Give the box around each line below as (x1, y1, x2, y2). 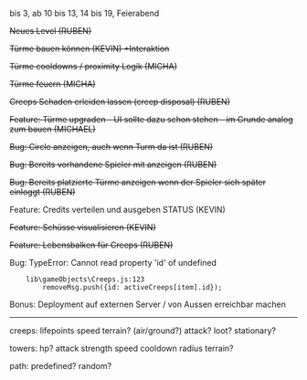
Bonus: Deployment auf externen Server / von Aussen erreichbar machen (9, 299, 286, 310)
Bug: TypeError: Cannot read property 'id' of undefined (9, 258, 217, 268)
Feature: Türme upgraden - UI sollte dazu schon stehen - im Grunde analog (9, 114, 294, 124)
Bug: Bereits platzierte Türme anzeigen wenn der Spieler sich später (9, 177, 267, 187)
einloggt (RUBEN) (9, 186, 76, 197)
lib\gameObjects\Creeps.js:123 (26, 275, 145, 284)
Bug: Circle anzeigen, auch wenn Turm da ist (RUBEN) (9, 142, 213, 152)
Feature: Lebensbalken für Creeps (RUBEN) (9, 239, 174, 250)
